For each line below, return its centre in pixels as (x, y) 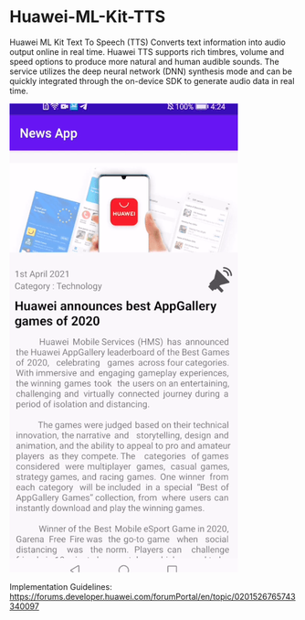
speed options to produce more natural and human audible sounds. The (145, 61)
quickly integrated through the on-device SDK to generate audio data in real (152, 80)
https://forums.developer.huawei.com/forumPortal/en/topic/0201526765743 (152, 596)
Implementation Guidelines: (61, 586)
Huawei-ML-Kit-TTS (88, 17)
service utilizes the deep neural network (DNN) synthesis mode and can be (151, 71)
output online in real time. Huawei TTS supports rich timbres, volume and (147, 51)
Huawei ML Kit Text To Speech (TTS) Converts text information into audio (147, 42)
